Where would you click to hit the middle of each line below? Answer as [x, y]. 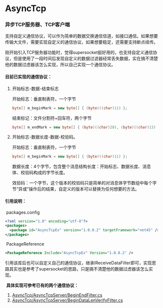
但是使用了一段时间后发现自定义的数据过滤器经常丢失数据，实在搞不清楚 [86, 58]
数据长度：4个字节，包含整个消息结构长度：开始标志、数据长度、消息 [81, 166]
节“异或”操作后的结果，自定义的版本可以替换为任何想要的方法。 [76, 189]
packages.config [23, 212]
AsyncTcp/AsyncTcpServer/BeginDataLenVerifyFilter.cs [67, 300]
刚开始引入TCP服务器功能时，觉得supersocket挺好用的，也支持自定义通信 [79, 53]
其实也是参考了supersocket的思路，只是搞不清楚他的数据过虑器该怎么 [79, 269]
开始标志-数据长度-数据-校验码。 [45, 137]
